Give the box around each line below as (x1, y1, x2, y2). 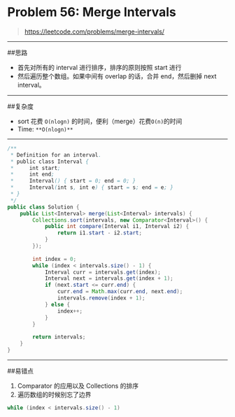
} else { (44, 301, 71, 308)
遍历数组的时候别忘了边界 (17, 390, 92, 399)
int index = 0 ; (32, 255, 77, 262)
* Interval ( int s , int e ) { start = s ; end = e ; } (10, 184, 173, 191)
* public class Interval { (10, 158, 90, 165)
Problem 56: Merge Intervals (7, 4, 177, 20)
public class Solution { (7, 204, 80, 211)
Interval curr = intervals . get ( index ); (44, 269, 161, 276)
